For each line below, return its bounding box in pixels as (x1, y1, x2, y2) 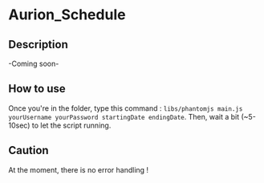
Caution (8, 144, 50, 157)
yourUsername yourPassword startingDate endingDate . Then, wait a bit (8, 112, 240, 121)
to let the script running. (31, 120, 112, 130)
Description (8, 38, 68, 51)
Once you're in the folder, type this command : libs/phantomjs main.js (8, 103, 243, 113)
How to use (8, 82, 66, 96)
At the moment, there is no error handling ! (8, 165, 149, 174)
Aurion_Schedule (8, 6, 126, 24)
